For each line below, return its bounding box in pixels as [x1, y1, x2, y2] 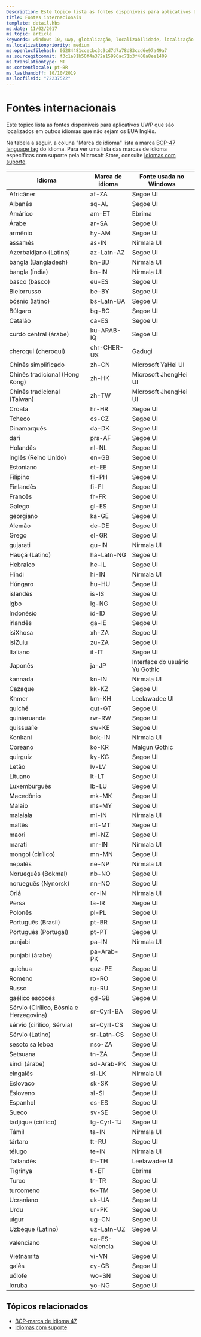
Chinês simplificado [9, 360, 65, 369]
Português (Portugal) [9, 928, 69, 936]
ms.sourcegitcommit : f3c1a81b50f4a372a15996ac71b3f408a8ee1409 [6, 53, 167, 59]
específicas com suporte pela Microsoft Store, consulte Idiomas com [6, 152, 176, 159]
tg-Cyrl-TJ [90, 1118, 122, 1126]
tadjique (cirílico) [9, 1118, 57, 1126]
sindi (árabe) [9, 1060, 45, 1068]
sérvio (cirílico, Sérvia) [9, 1021, 73, 1029]
